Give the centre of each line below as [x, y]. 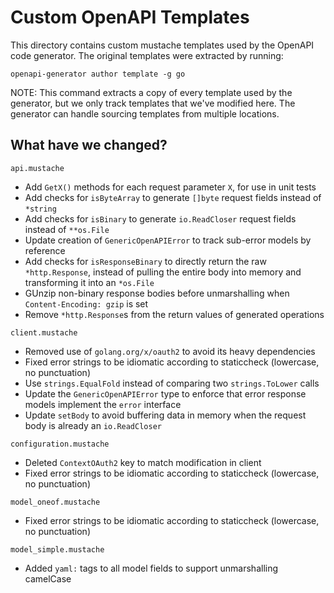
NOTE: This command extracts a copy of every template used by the [151, 92]
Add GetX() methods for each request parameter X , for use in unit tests [170, 187]
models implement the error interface [103, 404]
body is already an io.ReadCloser [93, 425]
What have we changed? [89, 145]
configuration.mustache [60, 444]
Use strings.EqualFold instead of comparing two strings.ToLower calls [172, 383]
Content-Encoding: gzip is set [86, 303]
